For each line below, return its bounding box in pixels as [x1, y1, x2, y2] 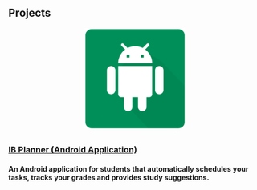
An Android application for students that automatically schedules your [8, 164, 249, 173]
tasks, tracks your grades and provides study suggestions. [8, 172, 210, 182]
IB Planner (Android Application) [8, 144, 138, 156]
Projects [8, 6, 51, 20]
